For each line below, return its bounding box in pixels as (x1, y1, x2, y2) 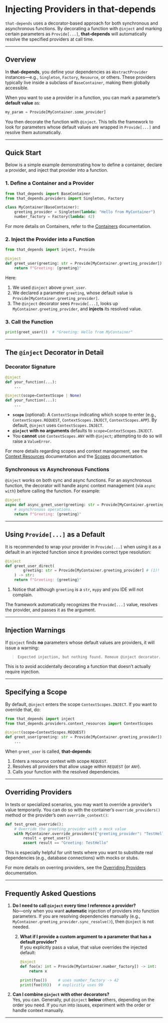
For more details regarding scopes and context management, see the (5, 448, 147, 454)
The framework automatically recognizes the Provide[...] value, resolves (5, 602, 158, 607)
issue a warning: (5, 644, 39, 651)
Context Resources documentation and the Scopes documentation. (5, 453, 144, 460)
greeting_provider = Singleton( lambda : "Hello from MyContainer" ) (14, 209, 155, 214)
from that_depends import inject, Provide (5, 247, 95, 252)
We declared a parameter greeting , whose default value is (12, 290, 133, 296)
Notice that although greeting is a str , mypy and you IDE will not (12, 587, 143, 592)
